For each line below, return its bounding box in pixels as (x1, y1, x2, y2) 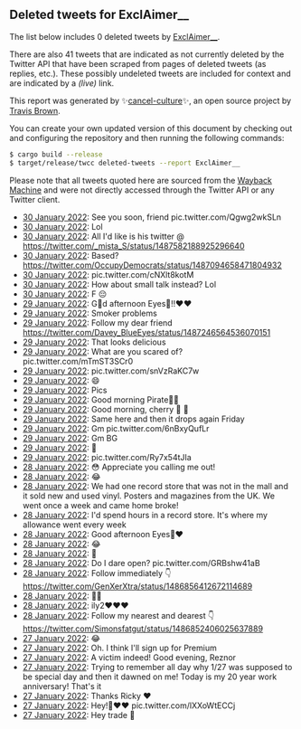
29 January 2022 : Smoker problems (22, 308, 158, 318)
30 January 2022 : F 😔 (22, 289, 107, 299)
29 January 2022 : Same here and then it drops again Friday (22, 413, 246, 424)
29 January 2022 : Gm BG (22, 432, 118, 443)
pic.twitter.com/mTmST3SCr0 (22, 355, 134, 366)
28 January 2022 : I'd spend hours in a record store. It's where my (22, 509, 268, 520)
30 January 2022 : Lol (22, 221, 103, 232)
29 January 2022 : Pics (22, 384, 108, 395)
